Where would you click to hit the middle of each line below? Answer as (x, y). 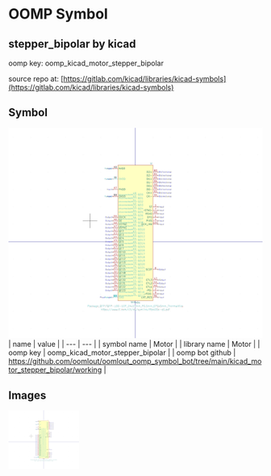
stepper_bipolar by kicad (72, 44)
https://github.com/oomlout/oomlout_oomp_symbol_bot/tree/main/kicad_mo (135, 361)
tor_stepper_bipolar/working (55, 370)
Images (27, 395)
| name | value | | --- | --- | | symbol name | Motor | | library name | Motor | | (134, 344)
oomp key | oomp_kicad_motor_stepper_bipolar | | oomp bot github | (122, 353)
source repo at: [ (36, 79)
